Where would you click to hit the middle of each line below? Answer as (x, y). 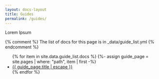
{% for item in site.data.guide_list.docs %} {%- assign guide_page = (80, 57)
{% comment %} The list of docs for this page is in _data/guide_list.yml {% (80, 42)
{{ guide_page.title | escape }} (42, 67)
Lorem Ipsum (18, 33)
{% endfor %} (26, 72)
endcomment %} (22, 47)
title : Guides (19, 14)
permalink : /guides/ (26, 19)
